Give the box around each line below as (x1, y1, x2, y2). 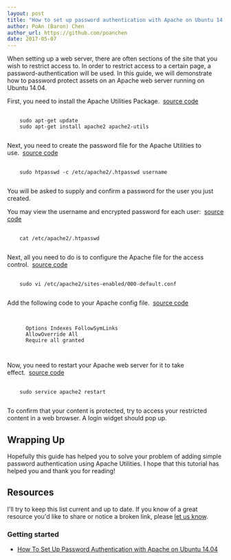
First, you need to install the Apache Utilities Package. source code (7, 97, 199, 105)
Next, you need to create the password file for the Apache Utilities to (7, 142, 201, 150)
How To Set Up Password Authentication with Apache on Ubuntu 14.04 (16, 545, 219, 554)
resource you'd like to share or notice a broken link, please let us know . (7, 512, 208, 520)
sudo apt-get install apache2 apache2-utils (19, 123, 149, 131)
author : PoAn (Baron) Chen (7, 23, 85, 30)
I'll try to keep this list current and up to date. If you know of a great (7, 505, 198, 513)
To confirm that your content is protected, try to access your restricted (7, 407, 208, 415)
